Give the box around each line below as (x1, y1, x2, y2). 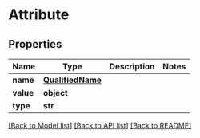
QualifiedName (42, 74, 102, 85)
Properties (8, 37, 62, 51)
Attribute (8, 6, 70, 24)
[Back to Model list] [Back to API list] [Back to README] (8, 121, 192, 130)
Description (109, 61, 155, 72)
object (42, 88, 68, 98)
